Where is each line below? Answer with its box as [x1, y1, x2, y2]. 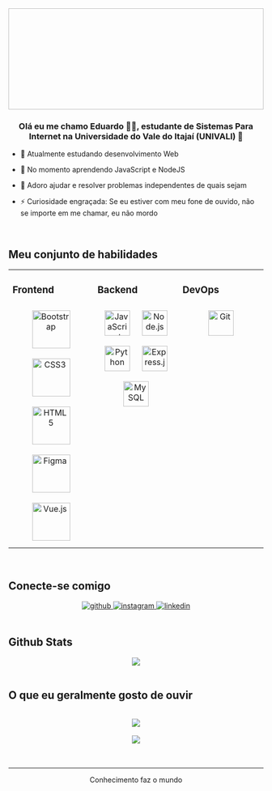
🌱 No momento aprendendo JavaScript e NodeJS [19, 165, 185, 175]
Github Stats [8, 636, 73, 649]
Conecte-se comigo [8, 579, 111, 593]
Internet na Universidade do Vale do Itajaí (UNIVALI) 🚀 [28, 130, 244, 142]
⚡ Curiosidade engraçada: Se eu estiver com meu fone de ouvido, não [19, 197, 255, 206]
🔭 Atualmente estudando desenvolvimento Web [19, 149, 180, 159]
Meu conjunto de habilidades [8, 247, 158, 262]
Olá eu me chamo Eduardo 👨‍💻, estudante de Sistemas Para [19, 121, 253, 132]
